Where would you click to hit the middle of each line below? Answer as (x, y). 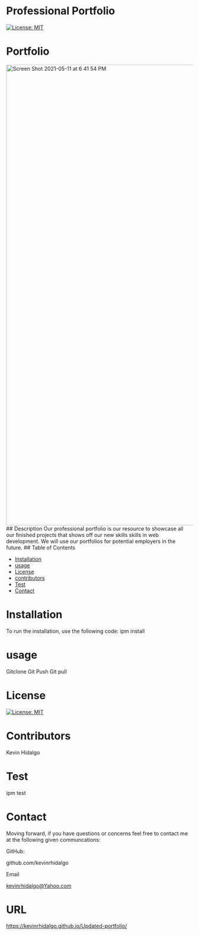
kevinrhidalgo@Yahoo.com (39, 886)
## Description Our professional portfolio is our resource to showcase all (95, 528)
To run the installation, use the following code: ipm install (76, 631)
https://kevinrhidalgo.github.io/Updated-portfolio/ (67, 926)
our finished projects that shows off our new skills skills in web (82, 535)
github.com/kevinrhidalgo (38, 863)
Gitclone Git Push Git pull (36, 671)
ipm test (16, 793)
